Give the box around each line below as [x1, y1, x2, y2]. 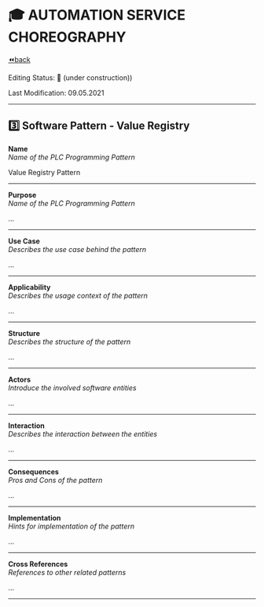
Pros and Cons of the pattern [8, 475, 103, 485]
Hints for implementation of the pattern [8, 521, 135, 531]
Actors [8, 375, 31, 384]
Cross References [8, 559, 68, 569]
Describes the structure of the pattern [8, 337, 131, 346]
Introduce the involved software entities [8, 382, 137, 393]
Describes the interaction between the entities [8, 429, 158, 438]
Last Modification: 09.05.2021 [8, 88, 104, 97]
